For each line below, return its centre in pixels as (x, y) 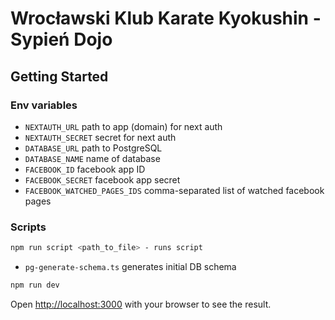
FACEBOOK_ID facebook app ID (85, 169)
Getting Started (59, 76)
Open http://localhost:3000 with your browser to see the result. (141, 304)
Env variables (44, 105)
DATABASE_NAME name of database (92, 158)
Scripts (28, 227)
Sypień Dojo (61, 39)
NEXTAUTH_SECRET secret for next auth (100, 137)
